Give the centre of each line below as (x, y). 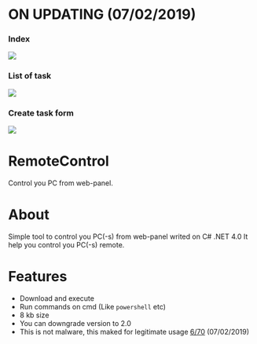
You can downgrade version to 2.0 (75, 323)
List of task (30, 76)
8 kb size (34, 315)
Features (38, 277)
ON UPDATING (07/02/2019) (102, 15)
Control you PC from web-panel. (61, 183)
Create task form (41, 113)
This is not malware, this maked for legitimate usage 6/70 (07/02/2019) (134, 331)
